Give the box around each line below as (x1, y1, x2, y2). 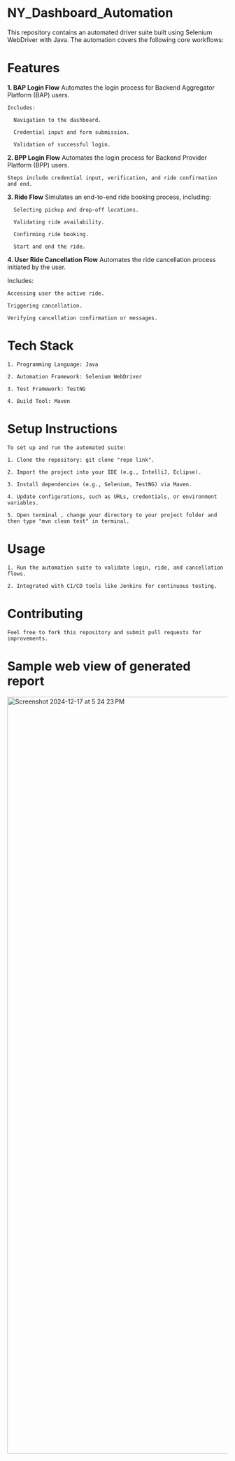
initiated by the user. (7, 263, 66, 271)
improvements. (7, 635, 49, 642)
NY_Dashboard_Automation (7, 5, 173, 21)
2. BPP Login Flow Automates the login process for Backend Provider (7, 153, 208, 162)
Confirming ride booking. (13, 231, 90, 238)
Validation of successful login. (13, 141, 111, 148)
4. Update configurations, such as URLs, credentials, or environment (7, 493, 218, 500)
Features (7, 60, 60, 76)
